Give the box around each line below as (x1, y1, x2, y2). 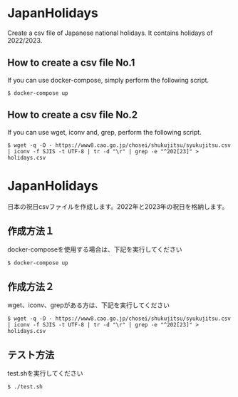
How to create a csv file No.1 (7, 57, 135, 69)
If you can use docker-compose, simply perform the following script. (7, 76, 209, 84)
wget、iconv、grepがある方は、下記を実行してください (7, 301, 170, 309)
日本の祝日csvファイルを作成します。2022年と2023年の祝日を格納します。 (7, 202, 229, 211)
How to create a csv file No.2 (7, 109, 138, 121)
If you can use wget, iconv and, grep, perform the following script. (7, 128, 202, 136)
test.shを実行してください (7, 368, 83, 377)
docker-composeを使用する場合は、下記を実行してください (7, 245, 182, 254)
